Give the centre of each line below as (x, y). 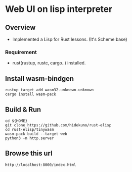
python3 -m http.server (30, 138)
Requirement (21, 52)
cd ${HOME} (16, 121)
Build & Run (23, 109)
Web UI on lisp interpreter (59, 9)
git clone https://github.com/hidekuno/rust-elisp (58, 125)
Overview (21, 28)
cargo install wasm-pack (31, 94)
